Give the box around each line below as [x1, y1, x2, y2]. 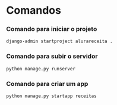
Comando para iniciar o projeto [6, 25, 97, 33]
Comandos [6, 4, 61, 17]
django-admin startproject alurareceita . [6, 38, 113, 45]
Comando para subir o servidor [6, 52, 98, 60]
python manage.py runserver [6, 66, 76, 72]
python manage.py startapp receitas [6, 93, 97, 99]
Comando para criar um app [6, 79, 88, 88]
